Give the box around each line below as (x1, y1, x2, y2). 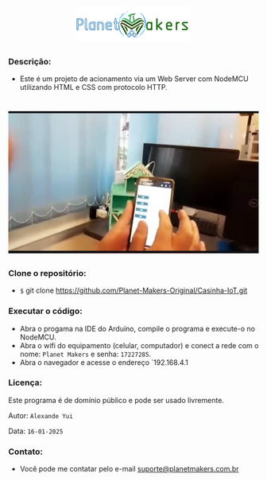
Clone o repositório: (8, 267, 87, 278)
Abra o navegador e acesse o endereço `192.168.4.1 (19, 357, 188, 367)
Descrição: (8, 56, 52, 68)
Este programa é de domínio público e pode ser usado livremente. (8, 395, 225, 405)
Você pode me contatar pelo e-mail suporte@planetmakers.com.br (19, 464, 240, 474)
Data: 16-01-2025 (8, 426, 64, 436)
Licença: (8, 377, 42, 388)
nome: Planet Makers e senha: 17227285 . (19, 349, 152, 359)
